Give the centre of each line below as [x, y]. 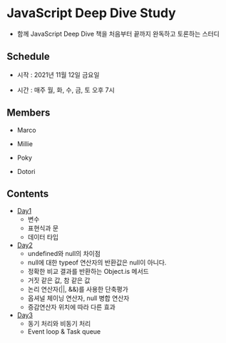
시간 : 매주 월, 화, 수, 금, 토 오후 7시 [66, 90]
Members [29, 113]
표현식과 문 [43, 228]
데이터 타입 [43, 237]
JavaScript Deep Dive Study [91, 13]
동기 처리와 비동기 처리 [59, 324]
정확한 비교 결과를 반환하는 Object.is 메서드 [88, 272]
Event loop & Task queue [64, 332]
